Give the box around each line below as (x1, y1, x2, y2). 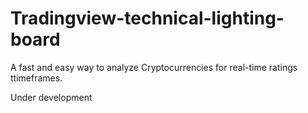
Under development (10, 91, 93, 103)
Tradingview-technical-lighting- (10, 7, 285, 30)
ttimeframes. (10, 72, 63, 84)
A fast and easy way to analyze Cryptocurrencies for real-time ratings (10, 61, 298, 73)
